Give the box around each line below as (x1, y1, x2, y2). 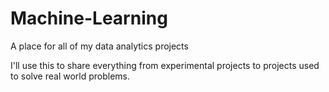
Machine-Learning (10, 7, 168, 30)
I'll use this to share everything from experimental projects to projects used (10, 59, 320, 71)
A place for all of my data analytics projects (10, 40, 189, 52)
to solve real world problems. (10, 70, 131, 82)
